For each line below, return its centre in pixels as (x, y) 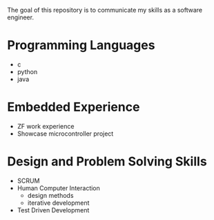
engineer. (21, 17)
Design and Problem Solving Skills (107, 162)
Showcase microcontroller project (65, 134)
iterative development (58, 203)
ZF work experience (46, 126)
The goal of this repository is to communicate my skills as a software (105, 10)
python (27, 71)
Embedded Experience (74, 107)
